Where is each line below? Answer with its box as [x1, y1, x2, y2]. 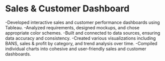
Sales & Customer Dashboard [5, 3, 130, 14]
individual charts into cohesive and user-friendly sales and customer [5, 46, 146, 52]
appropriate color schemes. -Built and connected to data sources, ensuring [5, 30, 160, 36]
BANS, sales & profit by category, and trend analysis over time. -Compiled [5, 40, 157, 46]
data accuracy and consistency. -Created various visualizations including [5, 35, 156, 41]
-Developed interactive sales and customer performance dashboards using [5, 19, 160, 25]
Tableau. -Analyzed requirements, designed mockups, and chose [5, 24, 140, 30]
